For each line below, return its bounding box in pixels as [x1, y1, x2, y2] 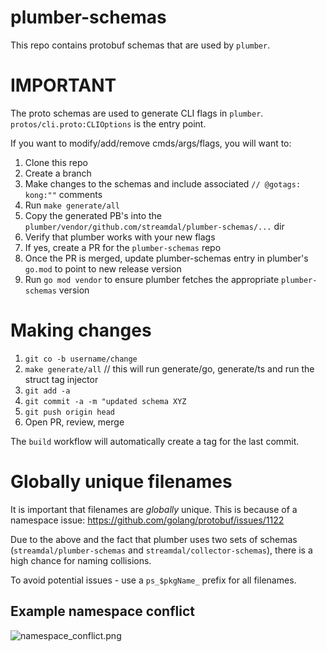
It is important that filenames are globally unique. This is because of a [10, 503, 298, 515]
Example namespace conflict [10, 603, 195, 620]
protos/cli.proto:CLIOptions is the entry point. [10, 117, 207, 130]
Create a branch [24, 167, 92, 179]
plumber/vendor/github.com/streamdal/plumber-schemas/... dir [24, 220, 285, 232]
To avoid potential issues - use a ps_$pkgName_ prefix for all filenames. [10, 574, 297, 586]
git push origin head [24, 407, 115, 417]
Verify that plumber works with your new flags [24, 231, 216, 243]
